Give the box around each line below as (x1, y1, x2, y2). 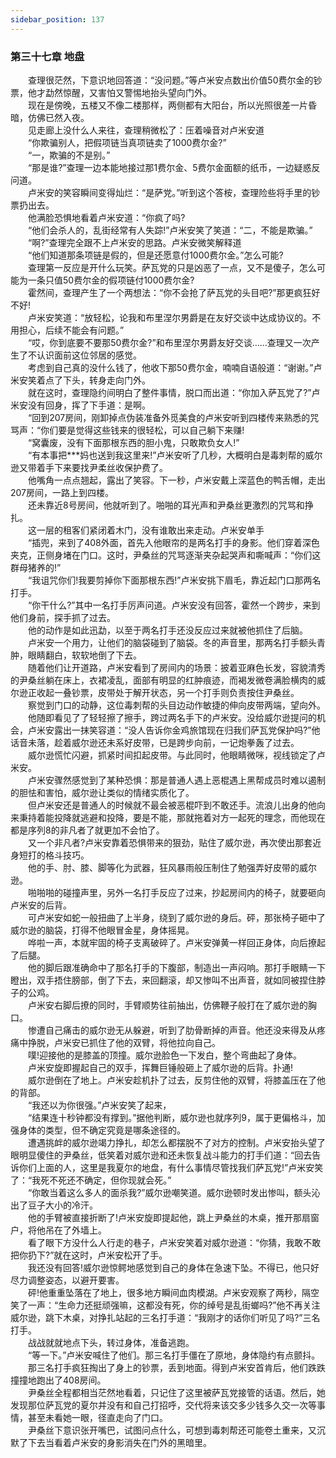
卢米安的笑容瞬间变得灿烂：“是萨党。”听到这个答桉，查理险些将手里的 (27, 186, 312, 198)
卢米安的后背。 (10, 899, 72, 911)
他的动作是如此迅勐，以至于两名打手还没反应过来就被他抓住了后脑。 (27, 624, 308, 636)
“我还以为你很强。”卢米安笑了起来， (27, 1099, 172, 1111)
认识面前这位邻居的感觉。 (36, 349, 142, 361)
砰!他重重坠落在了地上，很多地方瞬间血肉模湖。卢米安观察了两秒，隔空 (27, 1286, 320, 1298)
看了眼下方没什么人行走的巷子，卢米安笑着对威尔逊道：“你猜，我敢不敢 (27, 1236, 322, 1248)
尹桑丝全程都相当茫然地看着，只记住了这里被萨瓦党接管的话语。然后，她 (27, 1386, 326, 1398)
